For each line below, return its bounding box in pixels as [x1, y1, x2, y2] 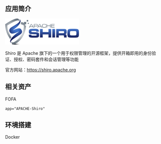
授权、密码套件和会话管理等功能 [13, 56, 79, 62]
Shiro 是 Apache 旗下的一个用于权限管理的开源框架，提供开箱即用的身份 [5, 50, 152, 56]
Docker [5, 134, 20, 140]
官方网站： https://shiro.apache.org [5, 67, 76, 72]
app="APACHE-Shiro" [5, 106, 45, 111]
